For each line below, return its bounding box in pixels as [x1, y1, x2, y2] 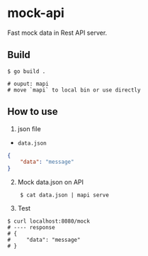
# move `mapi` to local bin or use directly [7, 87, 141, 94]
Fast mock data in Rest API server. [7, 28, 108, 37]
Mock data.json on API [17, 178, 84, 187]
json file [17, 124, 41, 133]
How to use [7, 106, 58, 118]
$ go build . [7, 67, 46, 75]
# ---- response [7, 224, 55, 231]
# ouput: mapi [7, 80, 50, 87]
